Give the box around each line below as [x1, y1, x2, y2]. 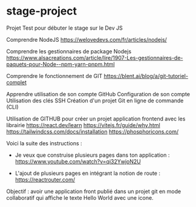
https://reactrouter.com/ [15, 176, 76, 183]
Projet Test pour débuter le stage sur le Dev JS [6, 24, 123, 31]
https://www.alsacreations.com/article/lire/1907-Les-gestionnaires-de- [6, 54, 183, 61]
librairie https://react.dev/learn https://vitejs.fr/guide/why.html [6, 121, 160, 128]
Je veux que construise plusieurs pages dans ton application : [15, 151, 170, 159]
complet [6, 79, 27, 86]
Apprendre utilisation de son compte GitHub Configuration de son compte [6, 90, 191, 97]
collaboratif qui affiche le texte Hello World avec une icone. [6, 194, 154, 201]
